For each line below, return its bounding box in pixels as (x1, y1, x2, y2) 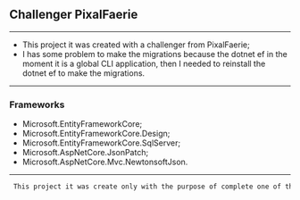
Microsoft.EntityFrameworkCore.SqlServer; (21, 137, 181, 148)
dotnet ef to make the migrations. (21, 67, 146, 79)
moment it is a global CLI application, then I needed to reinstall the (21, 58, 266, 69)
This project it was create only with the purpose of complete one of (12, 182, 281, 191)
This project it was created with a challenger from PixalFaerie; (21, 39, 250, 50)
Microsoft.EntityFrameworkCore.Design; (21, 129, 171, 139)
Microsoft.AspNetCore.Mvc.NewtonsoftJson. (21, 156, 188, 168)
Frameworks (9, 98, 65, 111)
